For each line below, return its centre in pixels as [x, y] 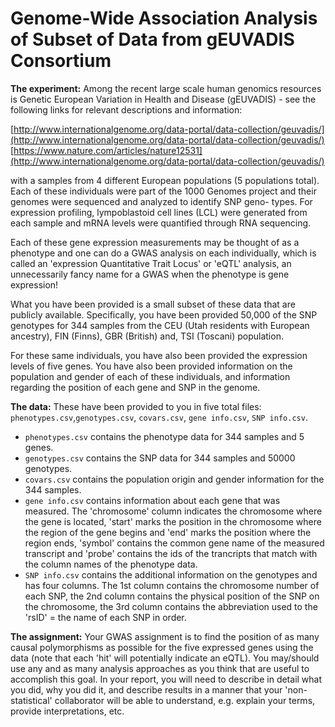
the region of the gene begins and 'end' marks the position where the [168, 532]
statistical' [31, 700]
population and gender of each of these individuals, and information [150, 376]
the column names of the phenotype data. [111, 564]
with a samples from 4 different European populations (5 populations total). [165, 180]
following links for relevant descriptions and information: [126, 109]
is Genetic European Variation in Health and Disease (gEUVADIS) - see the [163, 99]
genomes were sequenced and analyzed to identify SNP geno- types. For [161, 201]
